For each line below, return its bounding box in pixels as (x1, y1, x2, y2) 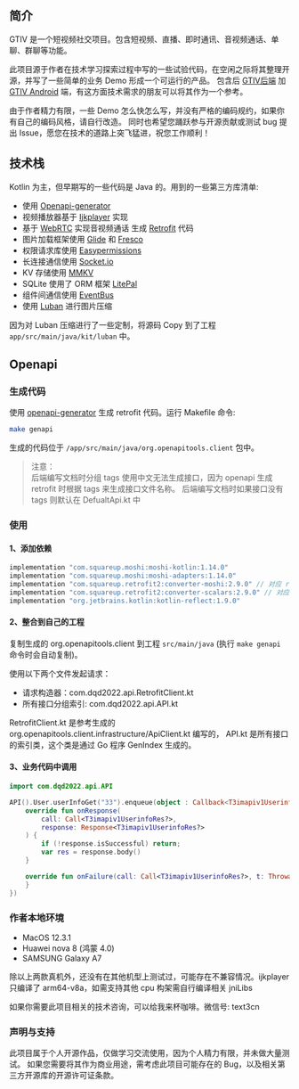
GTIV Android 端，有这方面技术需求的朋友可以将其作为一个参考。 (9, 86, 248, 96)
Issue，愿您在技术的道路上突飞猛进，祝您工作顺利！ (19, 127, 211, 138)
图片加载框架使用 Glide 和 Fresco (21, 233, 144, 244)
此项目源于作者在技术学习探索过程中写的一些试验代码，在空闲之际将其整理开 (9, 63, 290, 74)
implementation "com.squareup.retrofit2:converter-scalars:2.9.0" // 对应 (9, 587, 290, 597)
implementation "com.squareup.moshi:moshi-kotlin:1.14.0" (9, 563, 229, 572)
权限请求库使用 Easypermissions (21, 244, 142, 256)
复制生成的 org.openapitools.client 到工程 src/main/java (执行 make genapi (9, 638, 281, 649)
